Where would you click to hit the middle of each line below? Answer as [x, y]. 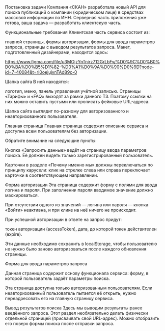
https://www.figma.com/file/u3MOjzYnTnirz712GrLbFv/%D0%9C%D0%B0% [82, 62]
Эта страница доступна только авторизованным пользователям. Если [79, 288]
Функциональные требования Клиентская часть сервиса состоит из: [78, 32]
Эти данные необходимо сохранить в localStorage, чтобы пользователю [81, 244]
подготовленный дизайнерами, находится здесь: [57, 52]
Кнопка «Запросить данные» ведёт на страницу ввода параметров [76, 150]
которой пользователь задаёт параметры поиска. [57, 278]
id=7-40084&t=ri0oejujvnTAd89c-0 [41, 72]
